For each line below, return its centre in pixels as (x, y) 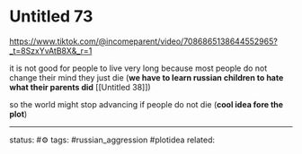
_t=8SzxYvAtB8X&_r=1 (51, 50)
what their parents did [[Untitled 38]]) (80, 87)
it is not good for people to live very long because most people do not (138, 68)
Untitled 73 (51, 17)
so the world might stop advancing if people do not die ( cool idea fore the (147, 104)
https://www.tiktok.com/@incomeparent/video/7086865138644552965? (144, 41)
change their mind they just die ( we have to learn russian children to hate (147, 77)
